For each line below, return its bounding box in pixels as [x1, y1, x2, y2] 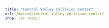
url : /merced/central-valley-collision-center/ [5, 11, 105, 16]
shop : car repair [5, 16, 41, 20]
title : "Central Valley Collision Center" [5, 7, 93, 12]
